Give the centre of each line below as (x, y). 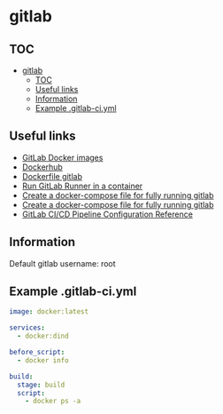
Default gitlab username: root (63, 263)
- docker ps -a (53, 402)
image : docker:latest (49, 312)
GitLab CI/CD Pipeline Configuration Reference (107, 214)
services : (27, 328)
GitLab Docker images (62, 157)
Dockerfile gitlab (52, 176)
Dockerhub (42, 167)
